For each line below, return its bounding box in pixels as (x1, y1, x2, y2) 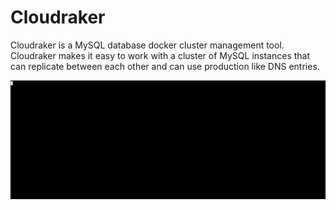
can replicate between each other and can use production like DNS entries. (10, 60, 320, 72)
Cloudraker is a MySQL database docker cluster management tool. (10, 39, 285, 51)
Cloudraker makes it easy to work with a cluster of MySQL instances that (10, 49, 311, 61)
